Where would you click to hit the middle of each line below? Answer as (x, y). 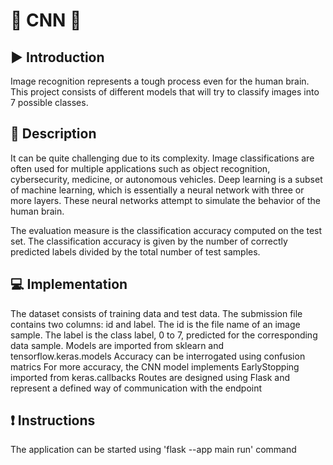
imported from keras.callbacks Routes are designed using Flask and (150, 377)
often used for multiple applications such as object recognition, (140, 168)
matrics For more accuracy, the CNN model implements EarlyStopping (155, 366)
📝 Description (53, 134)
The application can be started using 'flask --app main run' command (153, 450)
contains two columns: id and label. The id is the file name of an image (155, 324)
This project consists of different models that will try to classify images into (165, 92)
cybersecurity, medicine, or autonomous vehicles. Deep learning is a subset (166, 179)
